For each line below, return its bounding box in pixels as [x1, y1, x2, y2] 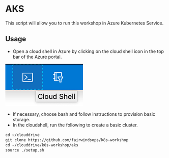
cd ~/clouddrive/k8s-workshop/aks [5, 142, 79, 148]
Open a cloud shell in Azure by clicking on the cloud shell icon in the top [12, 48, 164, 54]
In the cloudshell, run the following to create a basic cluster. [12, 122, 138, 128]
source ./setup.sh [5, 147, 44, 153]
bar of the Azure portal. [12, 54, 62, 60]
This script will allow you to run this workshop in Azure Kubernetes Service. [5, 20, 164, 26]
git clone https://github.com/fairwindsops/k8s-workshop [5, 137, 129, 143]
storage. [12, 116, 31, 122]
